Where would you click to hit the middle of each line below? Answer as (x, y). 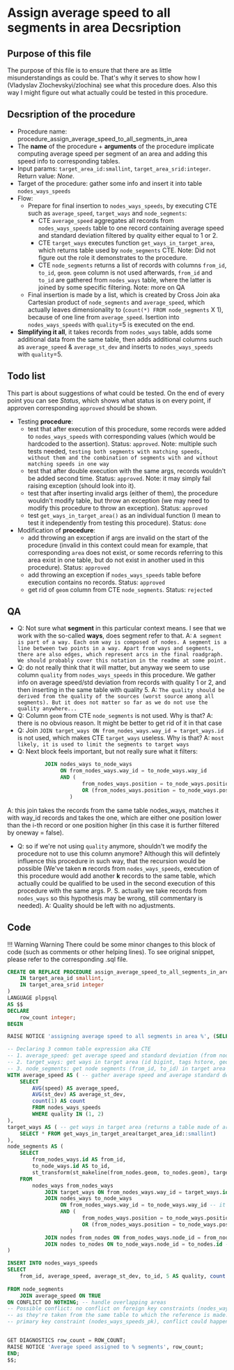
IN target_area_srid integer (62, 985)
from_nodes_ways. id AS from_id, (79, 1160)
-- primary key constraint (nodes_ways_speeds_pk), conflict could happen (118, 1322)
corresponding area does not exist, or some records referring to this (125, 552)
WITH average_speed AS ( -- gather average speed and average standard (113, 1075)
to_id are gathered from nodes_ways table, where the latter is (125, 280)
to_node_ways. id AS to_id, (71, 1166)
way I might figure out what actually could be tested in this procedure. (108, 93)
